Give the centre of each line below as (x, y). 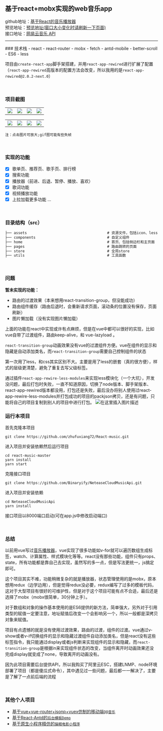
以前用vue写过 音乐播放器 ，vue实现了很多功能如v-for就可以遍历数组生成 (77, 550)
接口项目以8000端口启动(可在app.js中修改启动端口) (56, 515)
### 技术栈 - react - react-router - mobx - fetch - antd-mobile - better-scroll (81, 48)
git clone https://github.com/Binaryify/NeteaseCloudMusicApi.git (73, 483)
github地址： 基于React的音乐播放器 (41, 21)
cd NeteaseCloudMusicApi (30, 502)
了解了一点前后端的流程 (33, 677)
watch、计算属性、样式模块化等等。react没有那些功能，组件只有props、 (86, 557)
